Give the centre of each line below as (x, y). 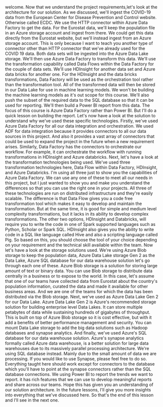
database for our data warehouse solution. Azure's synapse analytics (74, 338)
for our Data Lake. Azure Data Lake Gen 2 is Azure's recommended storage (81, 302)
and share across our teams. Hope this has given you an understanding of (79, 385)
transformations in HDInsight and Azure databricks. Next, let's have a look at (82, 157)
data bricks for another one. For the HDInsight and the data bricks (71, 74)
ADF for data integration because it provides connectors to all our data (76, 131)
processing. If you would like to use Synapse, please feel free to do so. (76, 359)
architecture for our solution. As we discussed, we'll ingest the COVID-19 (78, 12)
